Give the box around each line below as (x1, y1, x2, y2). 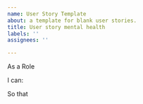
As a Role (7, 62, 35, 71)
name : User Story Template (7, 10, 87, 18)
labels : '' (7, 30, 39, 37)
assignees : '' (7, 37, 49, 44)
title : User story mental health (7, 23, 106, 30)
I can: (7, 76, 23, 85)
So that (7, 90, 28, 98)
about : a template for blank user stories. (7, 17, 137, 24)
